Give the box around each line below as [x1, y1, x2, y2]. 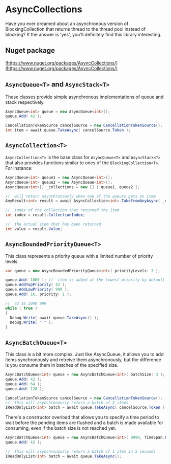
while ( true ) [5, 305, 38, 311]
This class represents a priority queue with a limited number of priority [5, 253, 153, 259]
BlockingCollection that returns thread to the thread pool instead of [5, 26, 146, 32]
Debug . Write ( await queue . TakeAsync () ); [10, 315, 99, 320]
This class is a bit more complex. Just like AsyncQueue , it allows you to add [5, 351, 164, 357]
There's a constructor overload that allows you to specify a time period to [5, 414, 159, 421]
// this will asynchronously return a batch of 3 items [5, 400, 129, 405]
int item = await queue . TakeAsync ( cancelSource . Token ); [5, 128, 131, 133]
